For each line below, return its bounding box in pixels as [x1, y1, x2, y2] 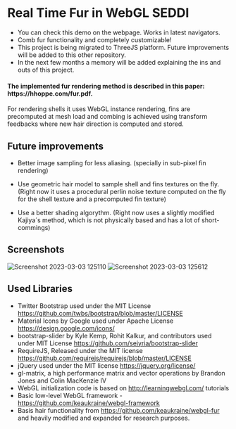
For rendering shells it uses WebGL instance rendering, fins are [7, 105, 191, 113]
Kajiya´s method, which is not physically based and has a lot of [17, 216, 201, 224]
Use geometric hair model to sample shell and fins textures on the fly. [17, 179, 220, 188]
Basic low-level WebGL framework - [17, 391, 123, 399]
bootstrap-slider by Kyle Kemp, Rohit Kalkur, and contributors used [17, 331, 212, 340]
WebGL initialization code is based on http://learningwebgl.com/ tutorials [17, 383, 230, 392]
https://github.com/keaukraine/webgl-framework [17, 399, 160, 407]
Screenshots [7, 244, 65, 256]
